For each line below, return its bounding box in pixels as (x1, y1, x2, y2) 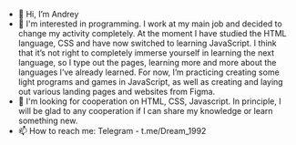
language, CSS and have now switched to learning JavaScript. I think (17, 37, 277, 48)
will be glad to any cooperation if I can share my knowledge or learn (17, 106, 273, 116)
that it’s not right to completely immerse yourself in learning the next (17, 47, 275, 58)
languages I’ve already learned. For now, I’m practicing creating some (17, 67, 280, 78)
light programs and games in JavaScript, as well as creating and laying (17, 77, 284, 87)
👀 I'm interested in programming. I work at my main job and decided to (17, 18, 282, 29)
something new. (17, 115, 78, 126)
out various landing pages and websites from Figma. (17, 87, 216, 97)
